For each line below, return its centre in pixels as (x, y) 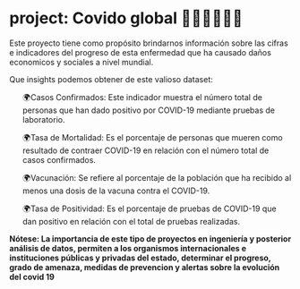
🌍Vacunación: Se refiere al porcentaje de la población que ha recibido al (157, 177)
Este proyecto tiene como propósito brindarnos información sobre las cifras (149, 43)
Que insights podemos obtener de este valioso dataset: (111, 79)
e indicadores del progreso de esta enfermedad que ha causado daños (140, 52)
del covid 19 (32, 276)
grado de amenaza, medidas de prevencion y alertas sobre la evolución (145, 267)
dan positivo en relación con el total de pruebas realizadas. (131, 221)
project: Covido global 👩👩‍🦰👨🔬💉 (126, 18)
